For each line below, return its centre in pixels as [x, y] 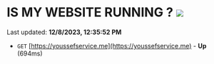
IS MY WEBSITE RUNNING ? [90, 12]
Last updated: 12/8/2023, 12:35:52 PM [64, 32]
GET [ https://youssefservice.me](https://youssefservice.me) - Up [112, 46]
